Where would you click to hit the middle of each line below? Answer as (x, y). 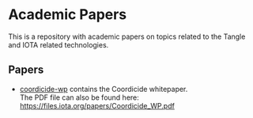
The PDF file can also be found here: (79, 97)
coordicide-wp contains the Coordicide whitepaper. (104, 89)
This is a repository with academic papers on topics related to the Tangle (127, 36)
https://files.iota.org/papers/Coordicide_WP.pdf (97, 105)
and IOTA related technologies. (59, 44)
